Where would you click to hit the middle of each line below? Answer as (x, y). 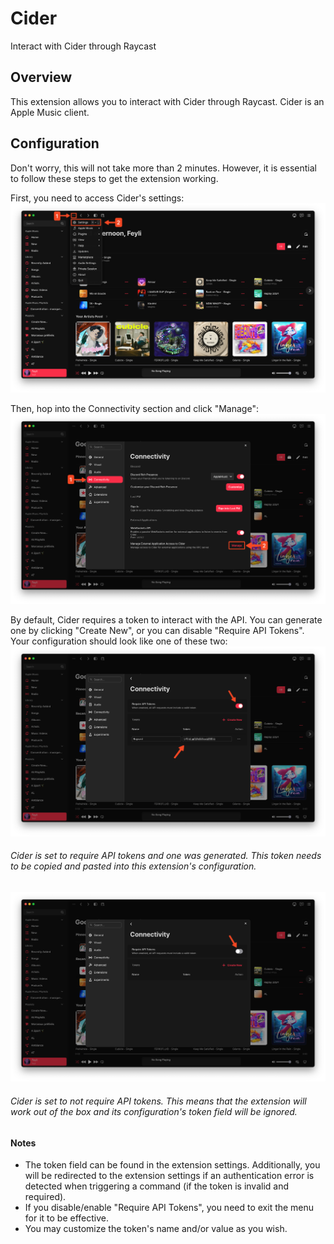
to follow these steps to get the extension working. (114, 178)
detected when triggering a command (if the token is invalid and (157, 1186)
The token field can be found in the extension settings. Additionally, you (172, 1165)
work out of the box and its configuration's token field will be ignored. (154, 1112)
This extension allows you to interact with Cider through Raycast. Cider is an (167, 101)
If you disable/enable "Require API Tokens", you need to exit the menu (169, 1208)
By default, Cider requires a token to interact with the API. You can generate (166, 619)
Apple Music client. (50, 112)
